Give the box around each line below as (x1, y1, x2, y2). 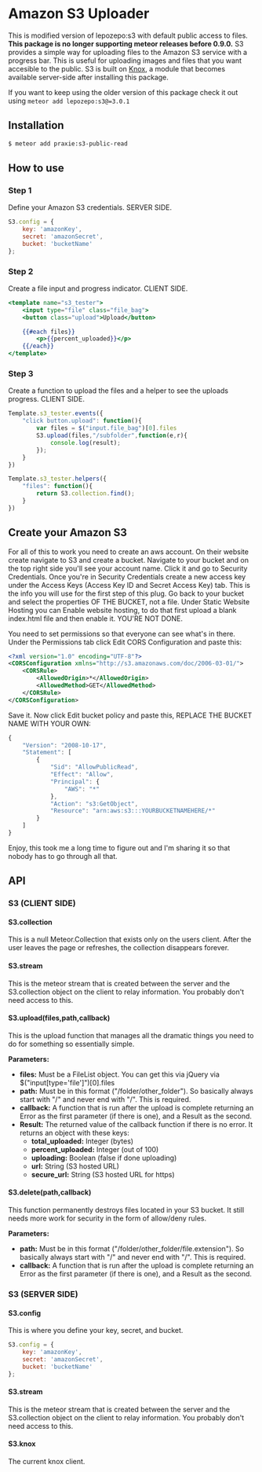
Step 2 (8, 266, 34, 277)
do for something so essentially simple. (8, 1039, 135, 1048)
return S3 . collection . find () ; (36, 490, 135, 497)
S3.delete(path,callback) (8, 1188, 92, 1197)
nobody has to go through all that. (8, 851, 118, 861)
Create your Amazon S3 (8, 526, 128, 539)
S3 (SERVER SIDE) (8, 1289, 78, 1300)
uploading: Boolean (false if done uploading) (31, 1153, 177, 1162)
